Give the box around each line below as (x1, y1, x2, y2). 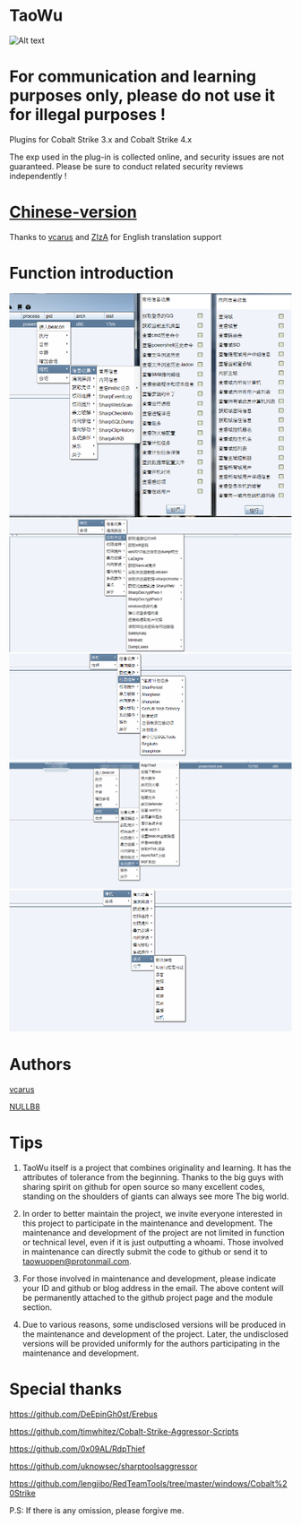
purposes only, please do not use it (9, 86, 276, 106)
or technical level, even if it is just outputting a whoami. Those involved (21, 1236, 284, 1247)
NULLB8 (9, 1101, 40, 1112)
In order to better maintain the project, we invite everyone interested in (21, 1208, 283, 1219)
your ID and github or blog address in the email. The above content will (21, 1282, 284, 1293)
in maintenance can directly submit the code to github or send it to (21, 1246, 269, 1257)
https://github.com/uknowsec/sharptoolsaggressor (9, 1460, 198, 1471)
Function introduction (9, 263, 175, 283)
